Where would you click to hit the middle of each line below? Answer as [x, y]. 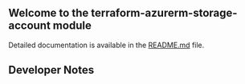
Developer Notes [51, 70]
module [72, 26]
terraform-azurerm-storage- [164, 13]
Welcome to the [49, 13]
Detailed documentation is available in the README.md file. [106, 45]
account [29, 26]
